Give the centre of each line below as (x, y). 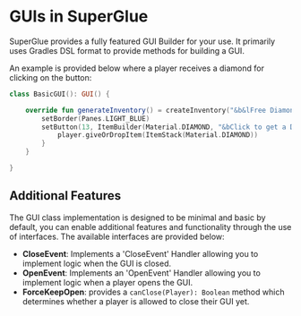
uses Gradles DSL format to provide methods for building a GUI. (127, 50)
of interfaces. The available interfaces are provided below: (117, 236)
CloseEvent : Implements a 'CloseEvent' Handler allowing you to (140, 253)
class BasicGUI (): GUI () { (60, 94)
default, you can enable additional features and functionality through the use (150, 226)
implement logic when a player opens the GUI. (107, 282)
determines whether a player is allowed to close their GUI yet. (136, 301)
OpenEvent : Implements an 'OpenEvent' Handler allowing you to (142, 273)
